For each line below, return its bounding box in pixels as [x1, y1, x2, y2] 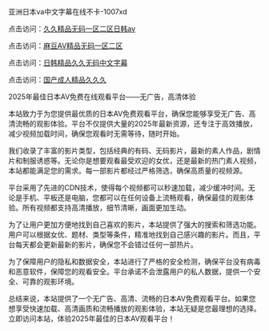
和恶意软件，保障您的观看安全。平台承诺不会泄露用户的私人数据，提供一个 [8, 267, 254, 276]
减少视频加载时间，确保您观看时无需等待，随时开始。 [8, 129, 184, 138]
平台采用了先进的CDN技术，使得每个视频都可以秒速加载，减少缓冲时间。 [8, 183, 248, 192]
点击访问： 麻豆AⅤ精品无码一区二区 [8, 41, 123, 50]
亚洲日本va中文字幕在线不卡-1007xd [8, 7, 128, 16]
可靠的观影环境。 [22, 277, 78, 286]
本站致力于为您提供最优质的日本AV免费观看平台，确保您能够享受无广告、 [8, 109, 250, 118]
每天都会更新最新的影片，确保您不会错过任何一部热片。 [14, 240, 198, 249]
